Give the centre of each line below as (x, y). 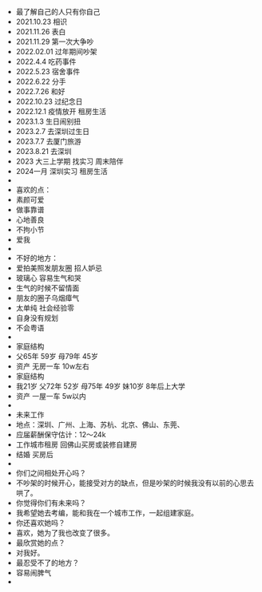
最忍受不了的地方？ (48, 562)
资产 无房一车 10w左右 (52, 366)
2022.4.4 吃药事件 (46, 61)
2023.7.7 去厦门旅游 (48, 141)
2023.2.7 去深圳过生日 (53, 131)
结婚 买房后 (34, 454)
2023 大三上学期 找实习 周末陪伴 (69, 161)
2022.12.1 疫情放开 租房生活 (61, 111)
